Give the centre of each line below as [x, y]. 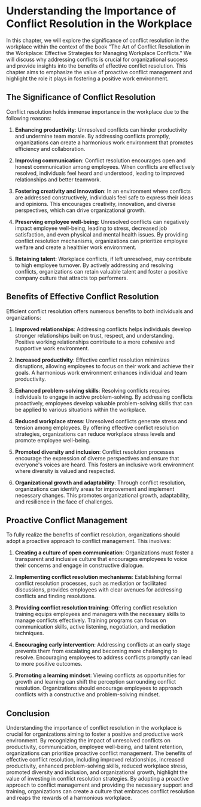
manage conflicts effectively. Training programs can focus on [90, 620]
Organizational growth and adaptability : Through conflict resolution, [100, 483]
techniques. [29, 633]
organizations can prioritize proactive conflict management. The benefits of [99, 753]
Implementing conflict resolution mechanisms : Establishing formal [98, 577]
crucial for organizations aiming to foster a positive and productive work [95, 734]
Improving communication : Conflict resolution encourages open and [100, 160]
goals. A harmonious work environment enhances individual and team [101, 372]
